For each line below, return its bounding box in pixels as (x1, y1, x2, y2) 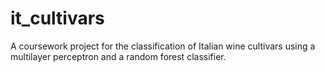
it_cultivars (10, 7, 105, 30)
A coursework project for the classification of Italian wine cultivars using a (10, 40, 316, 52)
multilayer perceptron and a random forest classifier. (10, 50, 227, 62)
